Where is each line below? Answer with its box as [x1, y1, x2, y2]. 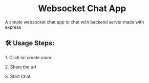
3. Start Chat [5, 73, 31, 79]
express [5, 24, 21, 30]
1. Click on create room [5, 54, 51, 60]
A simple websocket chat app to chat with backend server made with [5, 19, 144, 25]
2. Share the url [5, 64, 36, 70]
